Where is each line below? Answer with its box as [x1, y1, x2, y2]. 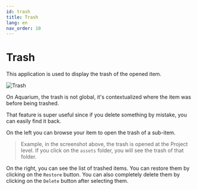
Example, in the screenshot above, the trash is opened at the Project [20, 141, 188, 148]
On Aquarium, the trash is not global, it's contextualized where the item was [6, 93, 192, 101]
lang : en [6, 20, 28, 26]
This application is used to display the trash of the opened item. [6, 71, 162, 78]
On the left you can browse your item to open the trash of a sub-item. [6, 129, 176, 137]
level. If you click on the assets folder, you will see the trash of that [20, 147, 184, 154]
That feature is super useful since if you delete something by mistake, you [6, 111, 187, 119]
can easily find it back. [6, 118, 61, 125]
